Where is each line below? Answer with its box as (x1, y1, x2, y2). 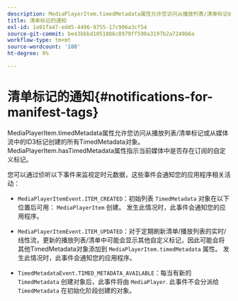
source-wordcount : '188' (7, 43, 81, 50)
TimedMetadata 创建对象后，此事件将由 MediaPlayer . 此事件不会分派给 (17, 277, 220, 285)
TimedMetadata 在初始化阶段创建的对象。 (17, 286, 136, 295)
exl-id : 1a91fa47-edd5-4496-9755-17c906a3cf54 (7, 23, 147, 30)
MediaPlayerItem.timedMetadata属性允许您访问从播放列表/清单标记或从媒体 (7, 128, 229, 137)
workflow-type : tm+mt (7, 37, 72, 44)
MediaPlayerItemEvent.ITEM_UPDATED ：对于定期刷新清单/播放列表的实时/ (17, 227, 227, 235)
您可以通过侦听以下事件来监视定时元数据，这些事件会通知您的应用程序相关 (7, 170, 225, 178)
